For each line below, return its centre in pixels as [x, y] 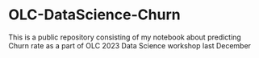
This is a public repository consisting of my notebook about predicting [125, 37]
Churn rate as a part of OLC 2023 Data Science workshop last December [130, 45]
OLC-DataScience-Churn [94, 15]
